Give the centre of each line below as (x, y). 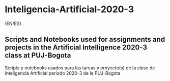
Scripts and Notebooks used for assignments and (85, 39)
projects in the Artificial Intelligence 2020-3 (76, 48)
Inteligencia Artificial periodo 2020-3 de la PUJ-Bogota (63, 73)
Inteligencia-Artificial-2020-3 (69, 9)
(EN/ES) (13, 23)
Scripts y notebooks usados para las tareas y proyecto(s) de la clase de (80, 68)
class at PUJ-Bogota (38, 55)
